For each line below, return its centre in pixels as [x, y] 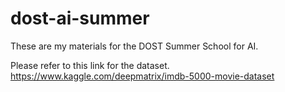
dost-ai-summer [80, 18]
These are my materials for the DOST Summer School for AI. [134, 46]
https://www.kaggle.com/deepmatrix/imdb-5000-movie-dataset [142, 76]
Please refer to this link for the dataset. [90, 65]
